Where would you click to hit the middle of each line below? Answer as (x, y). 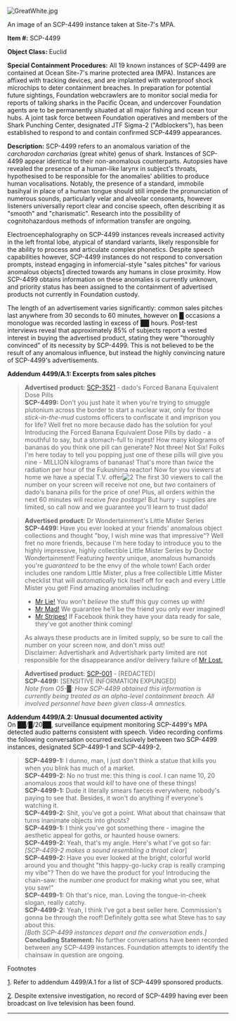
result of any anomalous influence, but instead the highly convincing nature (117, 353)
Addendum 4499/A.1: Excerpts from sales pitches (81, 374)
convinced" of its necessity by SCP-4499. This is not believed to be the (111, 345)
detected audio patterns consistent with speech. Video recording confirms (115, 732)
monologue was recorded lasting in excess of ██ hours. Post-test (103, 323)
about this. (40, 925)
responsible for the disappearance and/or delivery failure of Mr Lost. (124, 660)
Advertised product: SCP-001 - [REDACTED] (90, 674)
